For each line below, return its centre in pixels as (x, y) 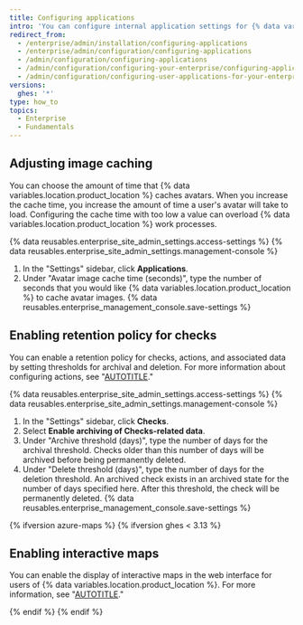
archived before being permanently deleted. (104, 459)
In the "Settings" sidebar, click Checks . (96, 421)
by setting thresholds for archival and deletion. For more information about (147, 366)
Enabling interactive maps (84, 554)
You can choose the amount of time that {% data (100, 185)
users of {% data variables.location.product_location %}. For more (133, 585)
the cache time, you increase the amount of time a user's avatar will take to (149, 204)
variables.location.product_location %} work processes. (113, 223)
